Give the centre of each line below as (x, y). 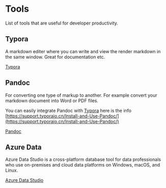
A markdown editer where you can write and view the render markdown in (83, 51)
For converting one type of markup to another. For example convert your (81, 95)
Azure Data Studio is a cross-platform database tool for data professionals (83, 159)
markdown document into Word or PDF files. (52, 101)
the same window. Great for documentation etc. (55, 57)
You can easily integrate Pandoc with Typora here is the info (68, 110)
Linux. (12, 170)
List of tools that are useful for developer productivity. (62, 23)
